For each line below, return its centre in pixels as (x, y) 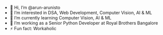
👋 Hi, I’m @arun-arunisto (35, 8)
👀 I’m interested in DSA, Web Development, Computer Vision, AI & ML (81, 13)
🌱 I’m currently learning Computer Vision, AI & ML (61, 18)
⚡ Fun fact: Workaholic (33, 28)
